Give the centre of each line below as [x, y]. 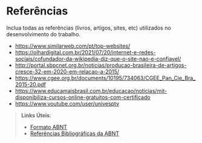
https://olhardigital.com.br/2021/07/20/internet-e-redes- [85, 52]
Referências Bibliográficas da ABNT [75, 133]
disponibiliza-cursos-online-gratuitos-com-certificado [83, 97]
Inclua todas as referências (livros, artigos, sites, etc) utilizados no [89, 28]
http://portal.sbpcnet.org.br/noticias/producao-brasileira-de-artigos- [101, 65]
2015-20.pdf [31, 84]
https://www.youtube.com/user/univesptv [67, 103]
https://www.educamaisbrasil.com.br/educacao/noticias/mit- [91, 91]
